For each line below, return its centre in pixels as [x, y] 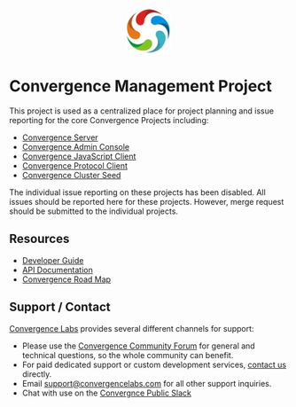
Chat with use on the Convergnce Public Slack [107, 393]
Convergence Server [60, 137]
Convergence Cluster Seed [71, 175]
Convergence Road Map [66, 279]
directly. [37, 374]
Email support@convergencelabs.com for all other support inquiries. [147, 383]
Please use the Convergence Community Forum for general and [138, 346]
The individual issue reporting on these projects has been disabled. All [137, 192]
